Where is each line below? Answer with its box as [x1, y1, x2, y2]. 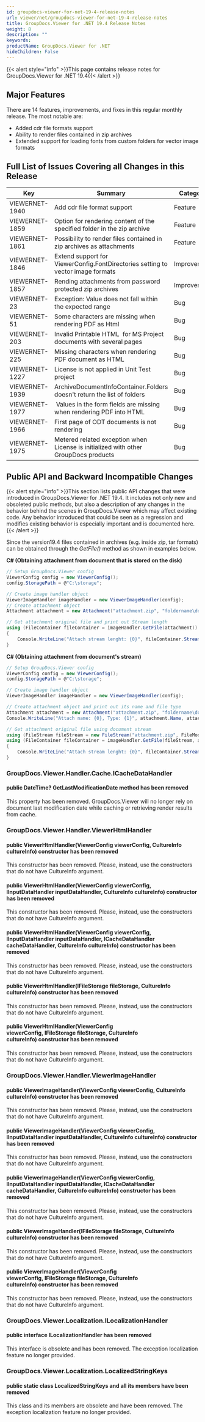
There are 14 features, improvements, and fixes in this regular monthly [6, 106, 183, 113]
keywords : [6, 37, 32, 43]
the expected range [54, 302, 111, 311]
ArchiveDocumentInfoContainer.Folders [54, 383, 168, 391]
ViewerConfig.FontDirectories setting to [54, 260, 168, 268]
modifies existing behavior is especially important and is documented [6, 520, 181, 527]
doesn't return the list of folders [54, 390, 145, 399]
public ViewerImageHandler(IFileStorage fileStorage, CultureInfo [6, 1228, 175, 1235]
